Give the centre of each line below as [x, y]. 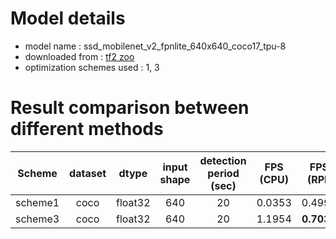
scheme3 [37, 219]
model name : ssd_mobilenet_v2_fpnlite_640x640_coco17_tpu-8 [155, 46]
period [223, 173]
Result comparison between [130, 108]
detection [223, 160]
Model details [68, 18]
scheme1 [37, 202]
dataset [88, 173]
